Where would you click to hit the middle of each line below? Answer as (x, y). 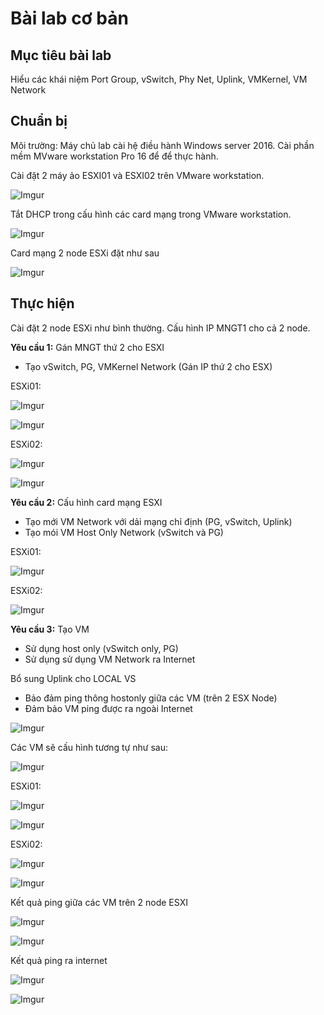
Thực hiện (42, 303)
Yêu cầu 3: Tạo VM (50, 629)
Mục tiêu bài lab (61, 55)
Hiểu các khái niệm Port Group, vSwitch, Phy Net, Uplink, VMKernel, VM (159, 79)
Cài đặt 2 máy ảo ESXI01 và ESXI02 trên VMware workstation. (137, 175)
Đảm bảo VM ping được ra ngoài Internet (108, 708)
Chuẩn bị (39, 121)
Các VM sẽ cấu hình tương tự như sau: (89, 747)
